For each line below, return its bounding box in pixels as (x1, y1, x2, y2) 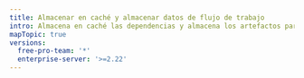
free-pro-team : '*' (17, 47, 91, 56)
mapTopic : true (9, 30, 67, 39)
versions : (9, 38, 47, 48)
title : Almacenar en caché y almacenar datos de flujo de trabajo (9, 13, 265, 22)
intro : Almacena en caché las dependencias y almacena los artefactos (9, 22, 281, 30)
